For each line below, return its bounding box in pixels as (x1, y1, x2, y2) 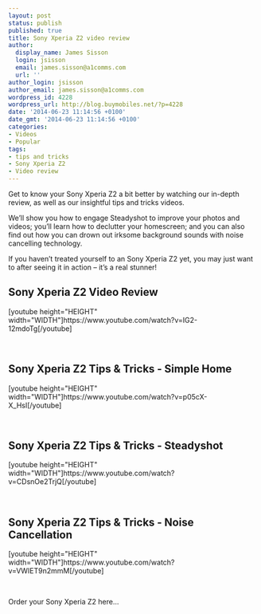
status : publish (8, 19, 62, 27)
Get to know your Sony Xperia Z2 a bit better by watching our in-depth (8, 189, 240, 199)
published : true (8, 26, 62, 34)
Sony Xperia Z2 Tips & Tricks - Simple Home (8, 362, 232, 376)
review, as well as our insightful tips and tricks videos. (8, 198, 185, 207)
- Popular (8, 137, 41, 146)
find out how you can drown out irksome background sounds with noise (8, 230, 244, 239)
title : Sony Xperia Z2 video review (8, 33, 130, 42)
